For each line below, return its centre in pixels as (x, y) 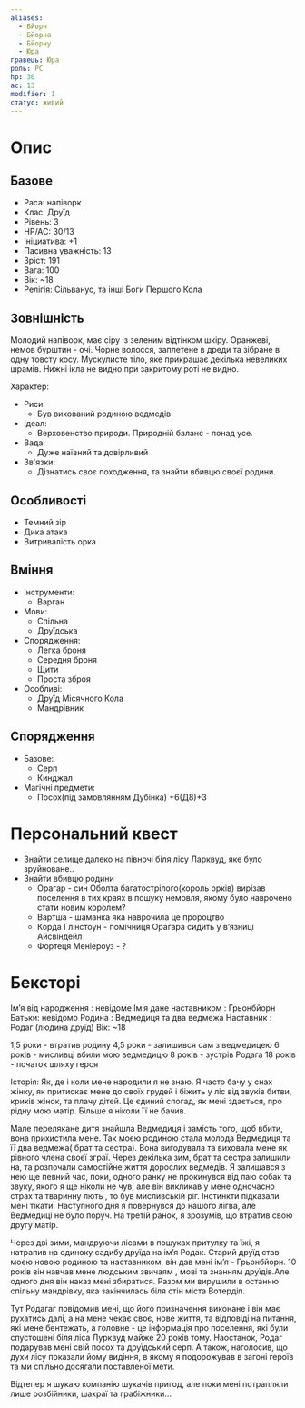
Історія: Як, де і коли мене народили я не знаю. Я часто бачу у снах (142, 1082)
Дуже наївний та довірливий (93, 453)
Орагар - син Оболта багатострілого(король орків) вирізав (151, 888)
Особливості (49, 500)
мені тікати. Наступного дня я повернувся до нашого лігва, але (133, 1205)
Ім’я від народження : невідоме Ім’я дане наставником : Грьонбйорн (143, 1008)
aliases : (27, 18)
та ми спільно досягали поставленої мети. (93, 1366)
